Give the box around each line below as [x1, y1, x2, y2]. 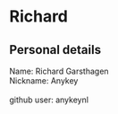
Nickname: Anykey [9, 75, 79, 86]
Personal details [9, 42, 101, 57]
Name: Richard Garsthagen [9, 66, 109, 76]
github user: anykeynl [9, 94, 89, 105]
